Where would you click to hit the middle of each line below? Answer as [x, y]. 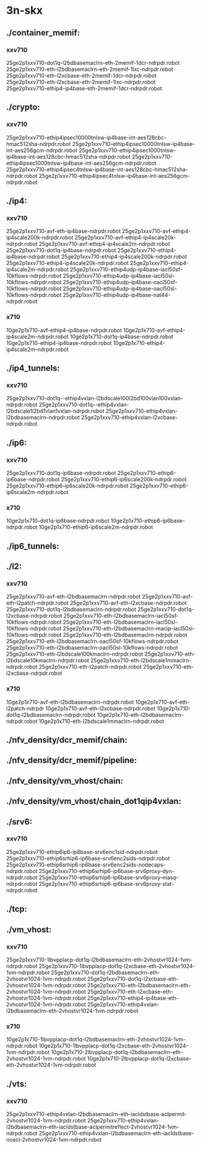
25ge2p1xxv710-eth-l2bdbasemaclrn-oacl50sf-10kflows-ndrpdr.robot [92, 641]
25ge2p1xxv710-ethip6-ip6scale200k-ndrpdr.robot [124, 479]
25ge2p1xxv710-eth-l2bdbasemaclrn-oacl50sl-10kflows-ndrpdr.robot [92, 648]
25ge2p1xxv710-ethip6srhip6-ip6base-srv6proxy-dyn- [106, 871]
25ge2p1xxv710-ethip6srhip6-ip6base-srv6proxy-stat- [106, 883]
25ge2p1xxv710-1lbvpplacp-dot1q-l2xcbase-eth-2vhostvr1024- [117, 966]
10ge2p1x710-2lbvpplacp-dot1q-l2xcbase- [139, 1059]
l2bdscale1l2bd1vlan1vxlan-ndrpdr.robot [55, 411]
